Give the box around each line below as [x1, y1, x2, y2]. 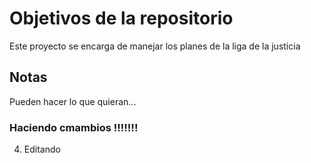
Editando [23, 143, 61, 156]
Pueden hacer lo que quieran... [9, 95, 137, 107]
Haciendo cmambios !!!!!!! [9, 120, 139, 134]
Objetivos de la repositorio [9, 7, 234, 30]
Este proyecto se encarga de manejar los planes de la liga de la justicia [9, 40, 301, 52]
